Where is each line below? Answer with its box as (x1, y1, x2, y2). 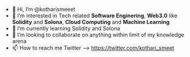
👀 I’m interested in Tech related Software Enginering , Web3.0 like (12, 12, 178, 19)
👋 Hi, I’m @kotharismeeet (12, 6, 76, 13)
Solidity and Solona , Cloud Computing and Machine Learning (12, 19, 170, 25)
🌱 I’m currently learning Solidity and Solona (12, 25, 120, 32)
